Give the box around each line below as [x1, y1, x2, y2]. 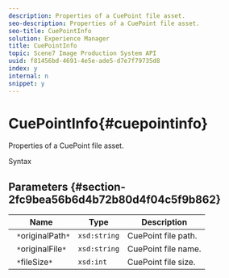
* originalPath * [16, 230, 71, 242]
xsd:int [77, 258, 107, 267]
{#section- [69, 179, 127, 194]
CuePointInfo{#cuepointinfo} [8, 114, 208, 133]
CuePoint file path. [127, 230, 198, 242]
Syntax [8, 157, 32, 166]
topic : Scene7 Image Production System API [8, 49, 157, 57]
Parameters [8, 179, 69, 194]
